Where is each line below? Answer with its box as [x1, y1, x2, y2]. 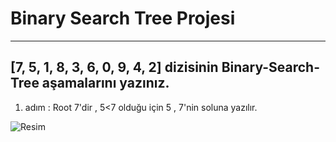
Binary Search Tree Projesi [10, 7, 236, 30]
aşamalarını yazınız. [41, 75, 170, 92]
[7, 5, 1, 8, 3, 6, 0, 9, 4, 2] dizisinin [10, 59, 219, 76]
